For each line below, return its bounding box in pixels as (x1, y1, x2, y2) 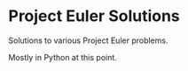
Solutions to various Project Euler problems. (8, 35, 168, 46)
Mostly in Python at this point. (8, 52, 117, 62)
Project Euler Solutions (8, 6, 181, 26)
